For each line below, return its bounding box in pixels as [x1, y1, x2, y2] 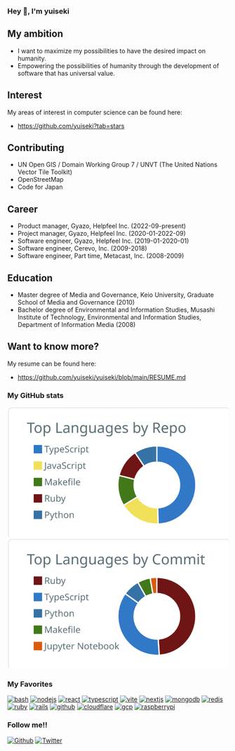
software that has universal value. [17, 69, 116, 77]
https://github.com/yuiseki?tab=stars [17, 121, 125, 130]
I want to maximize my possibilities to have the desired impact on [17, 46, 206, 55]
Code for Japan [17, 182, 63, 192]
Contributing [7, 142, 65, 154]
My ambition [7, 28, 64, 40]
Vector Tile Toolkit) [17, 168, 72, 176]
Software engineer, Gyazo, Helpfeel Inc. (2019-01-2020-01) [17, 237, 189, 245]
